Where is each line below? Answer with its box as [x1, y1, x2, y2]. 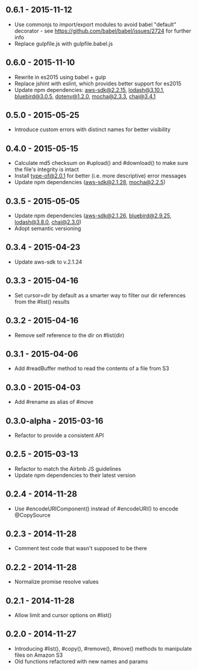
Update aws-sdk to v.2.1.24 [14, 258, 82, 265]
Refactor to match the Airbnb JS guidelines [14, 465, 122, 472]
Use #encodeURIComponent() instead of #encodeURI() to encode [14, 505, 179, 512]
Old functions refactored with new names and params [14, 657, 148, 665]
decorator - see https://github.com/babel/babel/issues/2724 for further [14, 27, 191, 34]
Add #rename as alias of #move [14, 399, 94, 406]
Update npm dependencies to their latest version [14, 471, 136, 479]
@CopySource [14, 511, 51, 518]
